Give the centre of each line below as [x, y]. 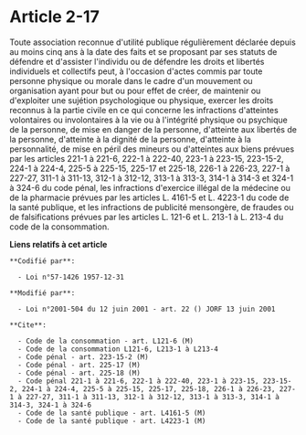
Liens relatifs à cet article [58, 244]
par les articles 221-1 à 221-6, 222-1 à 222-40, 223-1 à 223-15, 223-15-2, [147, 158]
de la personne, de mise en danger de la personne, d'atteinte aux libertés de [153, 129]
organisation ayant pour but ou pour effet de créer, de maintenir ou [135, 90]
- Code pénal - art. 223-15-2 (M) [83, 357]
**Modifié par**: [42, 293]
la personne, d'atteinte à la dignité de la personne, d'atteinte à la [130, 139]
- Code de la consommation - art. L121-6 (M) [106, 341]
